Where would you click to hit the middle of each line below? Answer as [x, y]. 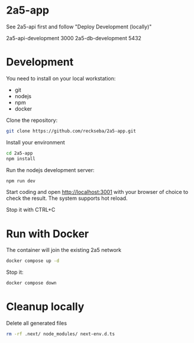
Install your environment [35, 142]
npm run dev [21, 181]
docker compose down [32, 283]
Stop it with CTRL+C [31, 210]
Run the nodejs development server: [50, 170]
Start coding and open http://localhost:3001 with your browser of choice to [97, 192]
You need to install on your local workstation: [61, 78]
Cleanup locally [45, 307]
